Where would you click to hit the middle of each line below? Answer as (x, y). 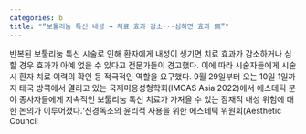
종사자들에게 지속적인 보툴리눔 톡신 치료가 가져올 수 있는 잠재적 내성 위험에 (152, 99)
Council (24, 120)
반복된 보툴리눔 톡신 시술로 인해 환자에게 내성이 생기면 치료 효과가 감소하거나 (146, 53)
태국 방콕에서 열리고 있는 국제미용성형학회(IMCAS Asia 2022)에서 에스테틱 (153, 88)
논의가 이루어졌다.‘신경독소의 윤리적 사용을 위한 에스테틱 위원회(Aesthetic (150, 110)
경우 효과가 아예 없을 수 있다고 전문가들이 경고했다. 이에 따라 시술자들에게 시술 (158, 65)
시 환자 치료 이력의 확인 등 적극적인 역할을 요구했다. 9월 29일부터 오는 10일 (142, 76)
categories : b (37, 18)
